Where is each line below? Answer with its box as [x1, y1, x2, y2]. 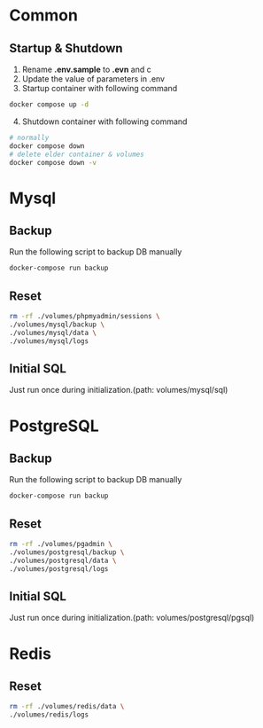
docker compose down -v [9, 158, 97, 167]
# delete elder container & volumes [9, 150, 144, 159]
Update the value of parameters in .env [21, 74, 166, 84]
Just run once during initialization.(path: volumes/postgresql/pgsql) [9, 613, 255, 623]
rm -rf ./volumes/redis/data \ [9, 702, 125, 711]
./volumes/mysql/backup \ [9, 320, 104, 329]
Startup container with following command [21, 83, 178, 93]
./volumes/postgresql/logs [9, 564, 109, 573]
